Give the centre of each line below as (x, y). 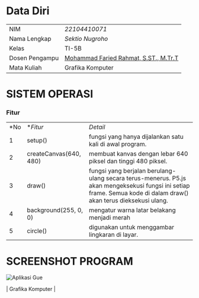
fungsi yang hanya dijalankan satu (136, 137)
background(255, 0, (55, 210)
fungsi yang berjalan (117, 171)
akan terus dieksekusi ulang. (129, 201)
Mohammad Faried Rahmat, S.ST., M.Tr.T (121, 58)
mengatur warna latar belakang (132, 210)
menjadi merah (110, 218)
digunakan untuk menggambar (131, 227)
